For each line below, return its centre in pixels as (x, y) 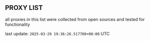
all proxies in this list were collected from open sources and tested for (75, 19)
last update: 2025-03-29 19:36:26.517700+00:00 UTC (57, 33)
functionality (18, 24)
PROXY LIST (24, 8)
